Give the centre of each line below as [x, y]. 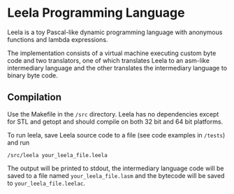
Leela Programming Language [96, 13]
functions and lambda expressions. [58, 39]
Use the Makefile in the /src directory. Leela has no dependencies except [113, 114]
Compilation [34, 97]
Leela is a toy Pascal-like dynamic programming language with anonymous [115, 32]
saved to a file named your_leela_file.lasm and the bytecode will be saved [116, 175]
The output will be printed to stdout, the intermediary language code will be [116, 168]
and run [19, 142]
